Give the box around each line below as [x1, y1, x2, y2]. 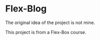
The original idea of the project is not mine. [5, 19, 95, 25]
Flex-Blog [5, 3, 47, 14]
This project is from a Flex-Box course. [5, 29, 87, 35]
